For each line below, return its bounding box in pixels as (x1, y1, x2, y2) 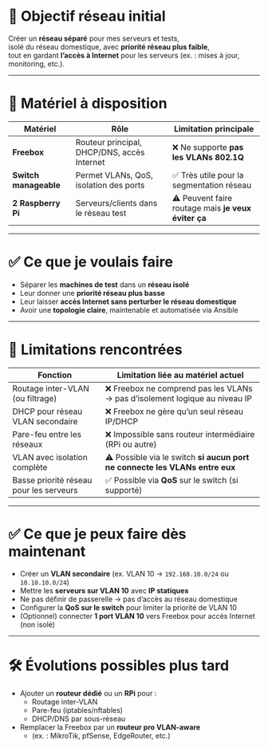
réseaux (12, 439, 43, 450)
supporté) (104, 484, 143, 495)
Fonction (37, 369, 73, 380)
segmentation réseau (171, 179, 252, 191)
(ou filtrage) (12, 392, 57, 404)
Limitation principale (174, 123, 254, 134)
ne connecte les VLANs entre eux (104, 462, 236, 473)
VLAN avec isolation (12, 451, 88, 463)
